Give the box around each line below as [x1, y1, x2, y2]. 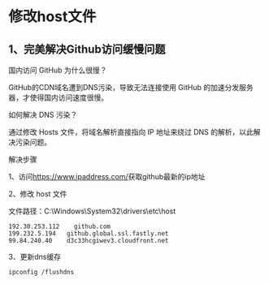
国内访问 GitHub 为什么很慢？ [8, 66, 107, 75]
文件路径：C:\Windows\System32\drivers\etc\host [8, 206, 176, 216]
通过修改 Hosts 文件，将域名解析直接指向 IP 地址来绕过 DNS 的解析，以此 [8, 127, 254, 136]
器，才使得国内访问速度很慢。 [8, 93, 108, 102]
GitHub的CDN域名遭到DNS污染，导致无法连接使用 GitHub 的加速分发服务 [8, 83, 254, 92]
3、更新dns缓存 [8, 252, 61, 261]
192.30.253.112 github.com [8, 222, 111, 230]
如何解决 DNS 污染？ [8, 110, 78, 119]
